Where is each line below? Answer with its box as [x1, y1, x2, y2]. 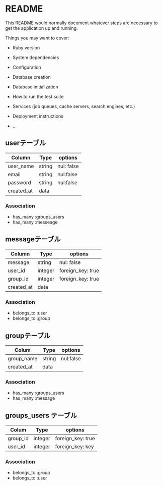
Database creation [12, 74, 51, 80]
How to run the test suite [12, 93, 64, 99]
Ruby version [12, 44, 40, 50]
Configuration [12, 64, 41, 70]
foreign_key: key [55, 443, 94, 450]
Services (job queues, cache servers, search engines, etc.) [12, 103, 135, 109]
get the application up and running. [5, 25, 78, 31]
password [8, 179, 31, 186]
